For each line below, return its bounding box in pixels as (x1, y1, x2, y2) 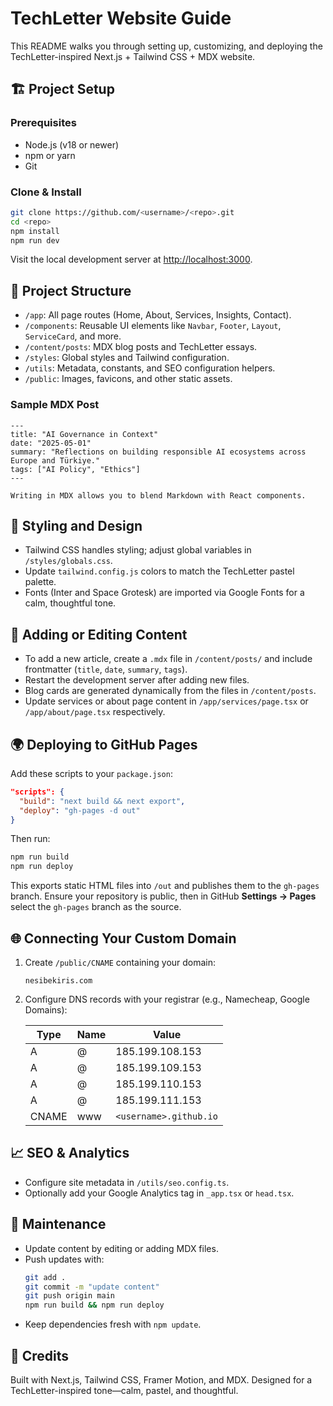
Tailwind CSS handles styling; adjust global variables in (24, 544, 252, 556)
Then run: (10, 833, 51, 845)
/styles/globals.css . (24, 555, 113, 567)
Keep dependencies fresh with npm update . (24, 1318, 202, 1331)
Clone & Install (10, 185, 82, 199)
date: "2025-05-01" (10, 438, 92, 448)
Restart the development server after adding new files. (24, 674, 250, 686)
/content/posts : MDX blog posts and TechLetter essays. (24, 341, 258, 353)
